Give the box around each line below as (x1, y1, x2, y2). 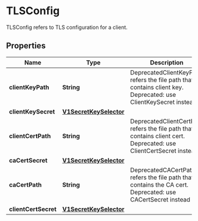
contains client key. (130, 83, 184, 91)
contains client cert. (130, 132, 185, 140)
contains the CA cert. (130, 180, 189, 188)
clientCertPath (9, 132, 51, 140)
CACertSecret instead (130, 195, 190, 203)
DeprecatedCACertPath (130, 165, 196, 174)
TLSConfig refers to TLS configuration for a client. (6, 24, 128, 31)
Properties (6, 41, 46, 51)
